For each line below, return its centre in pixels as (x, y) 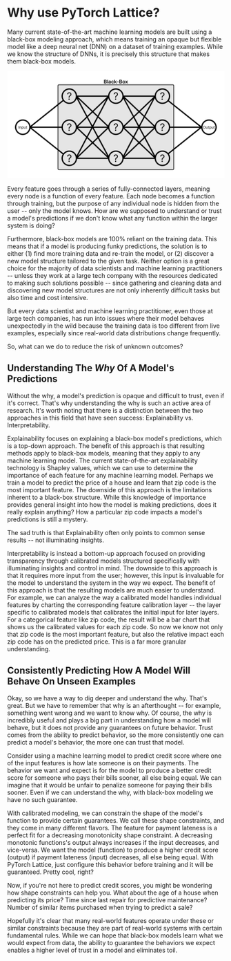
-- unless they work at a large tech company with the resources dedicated (113, 276)
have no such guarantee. (42, 799)
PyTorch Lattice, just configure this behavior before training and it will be (110, 864)
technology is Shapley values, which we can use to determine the (100, 467)
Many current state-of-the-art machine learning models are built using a (110, 32)
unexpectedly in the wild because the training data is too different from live (114, 326)
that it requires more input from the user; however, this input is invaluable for (116, 575)
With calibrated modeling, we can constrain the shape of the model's (105, 813)
